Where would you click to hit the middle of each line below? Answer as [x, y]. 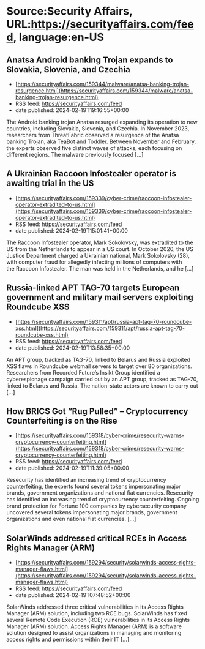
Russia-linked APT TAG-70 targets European [93, 288]
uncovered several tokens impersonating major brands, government [92, 512]
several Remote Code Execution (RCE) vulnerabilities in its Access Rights [98, 620]
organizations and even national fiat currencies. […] [71, 519]
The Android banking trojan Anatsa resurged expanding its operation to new [102, 122]
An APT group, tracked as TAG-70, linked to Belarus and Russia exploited [99, 359]
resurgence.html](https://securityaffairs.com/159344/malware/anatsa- [104, 91]
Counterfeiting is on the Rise [62, 421]
